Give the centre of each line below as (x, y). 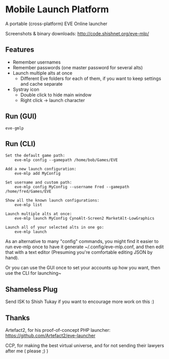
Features (20, 50)
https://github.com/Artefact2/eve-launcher (50, 335)
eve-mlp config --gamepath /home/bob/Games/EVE (66, 160)
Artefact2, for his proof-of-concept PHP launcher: (58, 330)
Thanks (18, 318)
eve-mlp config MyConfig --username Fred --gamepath (72, 187)
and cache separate (41, 84)
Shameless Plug (31, 289)
